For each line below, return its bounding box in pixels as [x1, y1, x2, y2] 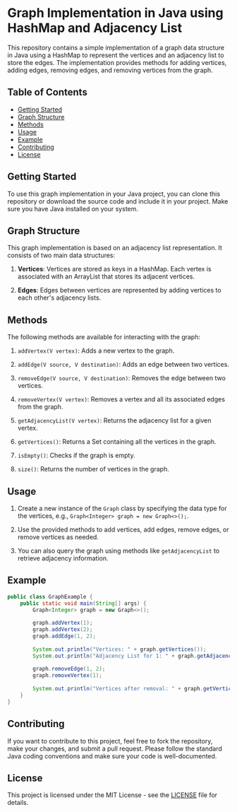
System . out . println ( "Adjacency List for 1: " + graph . [32, 652, 197, 659]
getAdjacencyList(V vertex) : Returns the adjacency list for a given [17, 416, 212, 425]
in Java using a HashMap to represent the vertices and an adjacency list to [7, 51, 224, 59]
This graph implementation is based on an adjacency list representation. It [7, 244, 222, 252]
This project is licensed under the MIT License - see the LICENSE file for [7, 791, 217, 799]
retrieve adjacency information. [17, 554, 109, 563]
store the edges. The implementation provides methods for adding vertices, [7, 58, 227, 66]
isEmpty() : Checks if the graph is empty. [17, 451, 135, 460]
